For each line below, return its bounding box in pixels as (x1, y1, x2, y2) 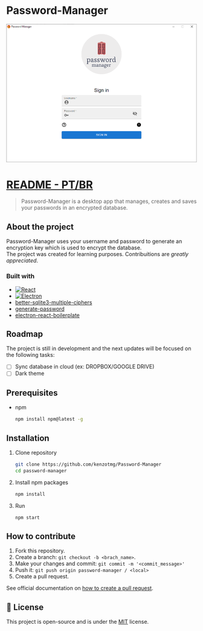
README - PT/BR (6, 178, 94, 191)
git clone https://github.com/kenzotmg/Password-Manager (14, 461, 162, 467)
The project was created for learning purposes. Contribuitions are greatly (6, 251, 189, 258)
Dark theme (14, 370, 45, 377)
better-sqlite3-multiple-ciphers (14, 298, 92, 306)
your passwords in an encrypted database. (21, 204, 128, 211)
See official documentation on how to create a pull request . (6, 585, 153, 592)
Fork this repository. (14, 547, 65, 554)
